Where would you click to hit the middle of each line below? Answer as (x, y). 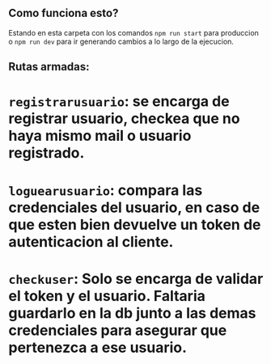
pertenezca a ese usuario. (98, 347)
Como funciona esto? (64, 13)
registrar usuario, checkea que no (124, 119)
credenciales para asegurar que (118, 330)
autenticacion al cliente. (91, 241)
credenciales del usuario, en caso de (134, 207)
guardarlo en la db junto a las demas (132, 313)
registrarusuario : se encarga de (119, 102)
